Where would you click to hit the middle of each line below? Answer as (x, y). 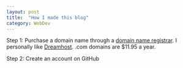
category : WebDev (28, 23)
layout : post (23, 12)
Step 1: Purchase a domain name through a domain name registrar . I (92, 41)
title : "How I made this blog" (47, 18)
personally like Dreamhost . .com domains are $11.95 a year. (81, 47)
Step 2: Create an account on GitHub (53, 59)
